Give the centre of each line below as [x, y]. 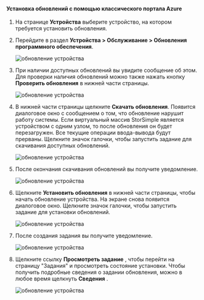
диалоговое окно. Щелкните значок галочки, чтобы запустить [96, 206]
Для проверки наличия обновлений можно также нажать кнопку [100, 77]
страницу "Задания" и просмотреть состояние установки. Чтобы [100, 266]
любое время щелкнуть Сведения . [62, 279]
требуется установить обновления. [61, 29]
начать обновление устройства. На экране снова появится [92, 199]
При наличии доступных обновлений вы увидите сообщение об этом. [106, 71]
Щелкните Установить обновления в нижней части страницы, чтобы [105, 193]
